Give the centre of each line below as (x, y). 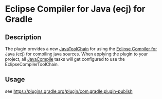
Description (23, 37)
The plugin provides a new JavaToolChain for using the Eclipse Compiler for (81, 49)
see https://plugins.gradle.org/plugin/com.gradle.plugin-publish (69, 91)
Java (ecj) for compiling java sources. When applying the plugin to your (77, 54)
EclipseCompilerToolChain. (32, 64)
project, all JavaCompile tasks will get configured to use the (65, 59)
